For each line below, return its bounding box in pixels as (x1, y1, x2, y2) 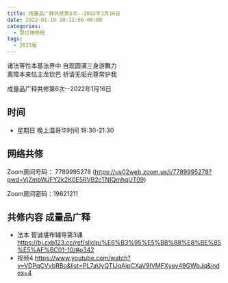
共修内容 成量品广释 (7, 212, 90, 223)
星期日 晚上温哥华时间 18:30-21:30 (16, 126, 114, 134)
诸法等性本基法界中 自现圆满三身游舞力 (7, 62, 117, 69)
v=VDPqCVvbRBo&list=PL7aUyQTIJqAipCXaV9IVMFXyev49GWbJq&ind (16, 262, 220, 270)
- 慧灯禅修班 (13, 29, 46, 36)
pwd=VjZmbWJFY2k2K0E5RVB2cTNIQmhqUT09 (7, 175, 144, 184)
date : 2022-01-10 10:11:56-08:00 (7, 16, 103, 23)
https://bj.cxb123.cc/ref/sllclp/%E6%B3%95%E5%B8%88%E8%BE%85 (16, 238, 221, 247)
